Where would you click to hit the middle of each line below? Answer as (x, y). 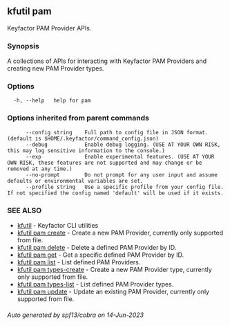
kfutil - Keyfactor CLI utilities (58, 225)
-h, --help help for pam (52, 101)
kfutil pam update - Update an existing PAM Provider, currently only (113, 291)
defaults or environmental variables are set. (75, 181)
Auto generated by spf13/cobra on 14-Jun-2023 (75, 315)
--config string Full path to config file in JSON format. (117, 132)
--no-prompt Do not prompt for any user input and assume (121, 175)
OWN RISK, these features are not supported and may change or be (105, 163)
